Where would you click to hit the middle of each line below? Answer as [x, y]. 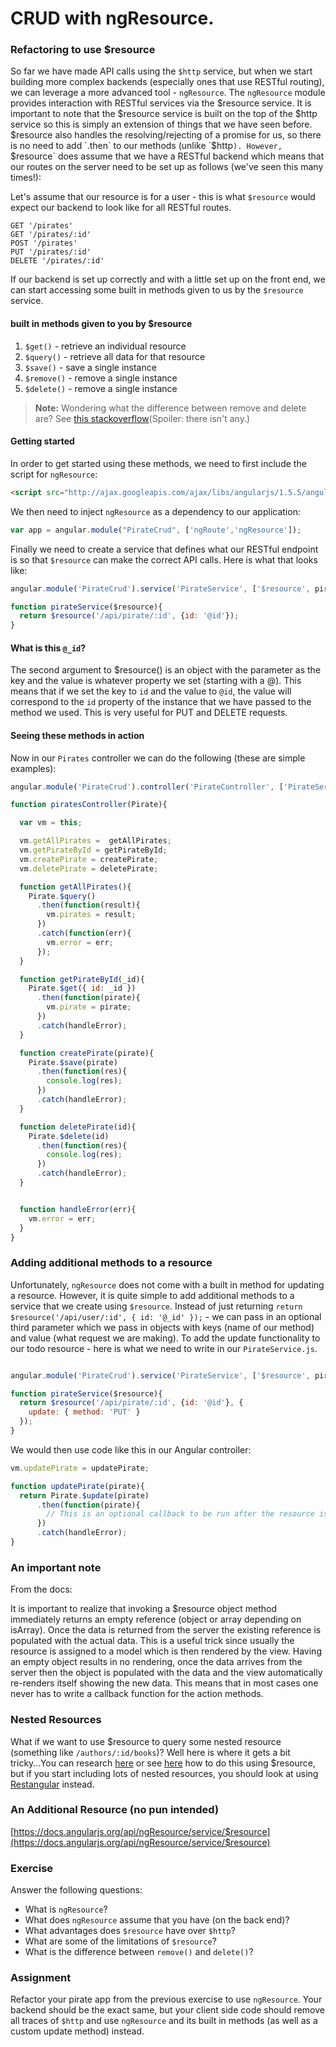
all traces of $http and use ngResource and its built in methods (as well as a [164, 2021]
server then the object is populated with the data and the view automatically [166, 1673]
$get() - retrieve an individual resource [105, 346]
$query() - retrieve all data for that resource [115, 356]
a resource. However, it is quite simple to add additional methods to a [152, 1295]
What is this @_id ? [48, 648]
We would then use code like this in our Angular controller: [131, 1449]
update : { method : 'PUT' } [84, 1412]
